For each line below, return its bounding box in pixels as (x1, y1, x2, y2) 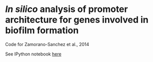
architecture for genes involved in (5, 14, 148, 25)
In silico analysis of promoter (5, 3, 128, 15)
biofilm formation (5, 25, 79, 36)
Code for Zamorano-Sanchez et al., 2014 (5, 41, 89, 47)
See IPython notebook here (5, 51, 61, 57)
